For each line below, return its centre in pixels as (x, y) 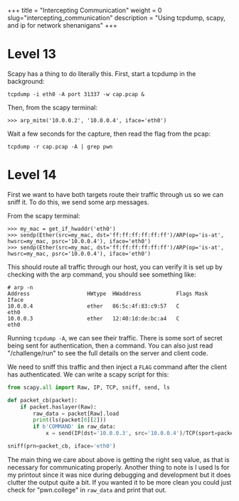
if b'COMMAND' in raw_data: (74, 427)
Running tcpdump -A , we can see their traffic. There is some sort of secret (115, 338)
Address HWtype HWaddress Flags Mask (108, 293)
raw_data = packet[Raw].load (76, 414)
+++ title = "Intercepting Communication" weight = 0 (85, 10)
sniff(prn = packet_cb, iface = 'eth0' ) (62, 446)
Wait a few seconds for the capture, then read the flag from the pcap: (109, 134)
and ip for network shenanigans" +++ (62, 25)
